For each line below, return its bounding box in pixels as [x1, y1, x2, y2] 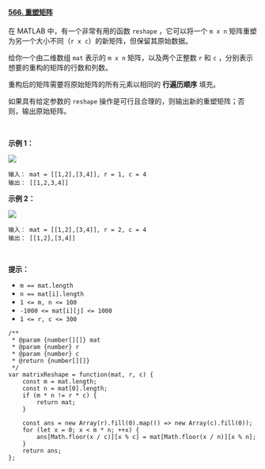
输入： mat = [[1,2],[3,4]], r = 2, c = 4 [8, 226, 147, 234]
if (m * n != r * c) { [22, 391, 97, 399]
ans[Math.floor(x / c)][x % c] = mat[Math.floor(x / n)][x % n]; [36, 433, 257, 441]
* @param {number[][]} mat [11, 336, 101, 344]
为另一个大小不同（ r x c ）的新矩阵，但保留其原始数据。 [8, 36, 192, 46]
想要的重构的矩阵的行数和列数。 [8, 63, 112, 73]
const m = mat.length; [22, 378, 97, 386]
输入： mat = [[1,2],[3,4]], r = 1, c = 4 [8, 171, 147, 179]
